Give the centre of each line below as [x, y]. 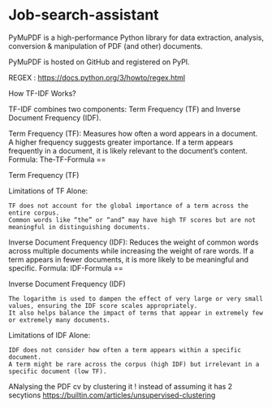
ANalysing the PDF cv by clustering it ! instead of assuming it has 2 [121, 386]
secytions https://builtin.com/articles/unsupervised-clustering [112, 395]
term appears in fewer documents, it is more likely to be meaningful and [129, 259]
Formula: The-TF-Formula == [57, 159]
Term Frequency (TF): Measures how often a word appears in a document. [133, 133]
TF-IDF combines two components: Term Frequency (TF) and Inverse [125, 109]
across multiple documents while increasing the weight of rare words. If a [131, 250]
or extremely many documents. [60, 320]
